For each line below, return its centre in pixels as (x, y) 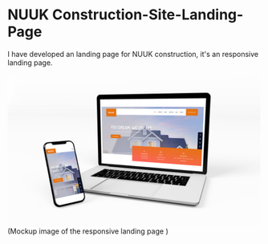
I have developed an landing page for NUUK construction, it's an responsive (133, 54)
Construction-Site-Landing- (148, 15)
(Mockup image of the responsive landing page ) (88, 231)
